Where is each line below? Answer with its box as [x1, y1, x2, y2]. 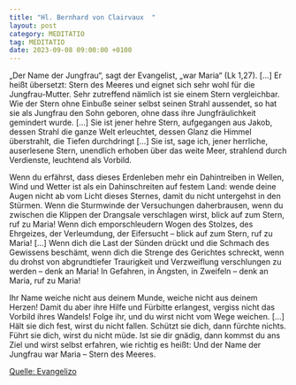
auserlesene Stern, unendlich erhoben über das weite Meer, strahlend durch [9, 145, 287, 156]
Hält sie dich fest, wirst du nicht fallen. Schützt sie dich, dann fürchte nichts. [9, 320, 287, 332]
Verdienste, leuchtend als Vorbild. [9, 155, 133, 166]
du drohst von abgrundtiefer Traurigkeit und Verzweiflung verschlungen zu [9, 257, 282, 267]
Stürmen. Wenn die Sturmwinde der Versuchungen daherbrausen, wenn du [9, 200, 284, 211]
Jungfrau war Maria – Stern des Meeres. [9, 349, 156, 359]
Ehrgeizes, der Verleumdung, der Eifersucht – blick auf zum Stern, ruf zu [9, 228, 274, 239]
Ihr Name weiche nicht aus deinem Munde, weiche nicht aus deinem [9, 293, 258, 304]
